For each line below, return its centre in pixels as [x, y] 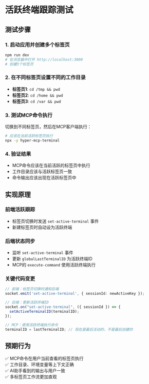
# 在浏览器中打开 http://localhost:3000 [44, 60]
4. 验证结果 [18, 154]
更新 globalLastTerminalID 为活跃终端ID [52, 259]
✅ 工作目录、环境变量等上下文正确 [39, 364]
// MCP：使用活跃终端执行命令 [32, 325]
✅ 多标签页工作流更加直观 [31, 377]
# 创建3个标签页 [19, 64]
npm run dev [17, 55]
